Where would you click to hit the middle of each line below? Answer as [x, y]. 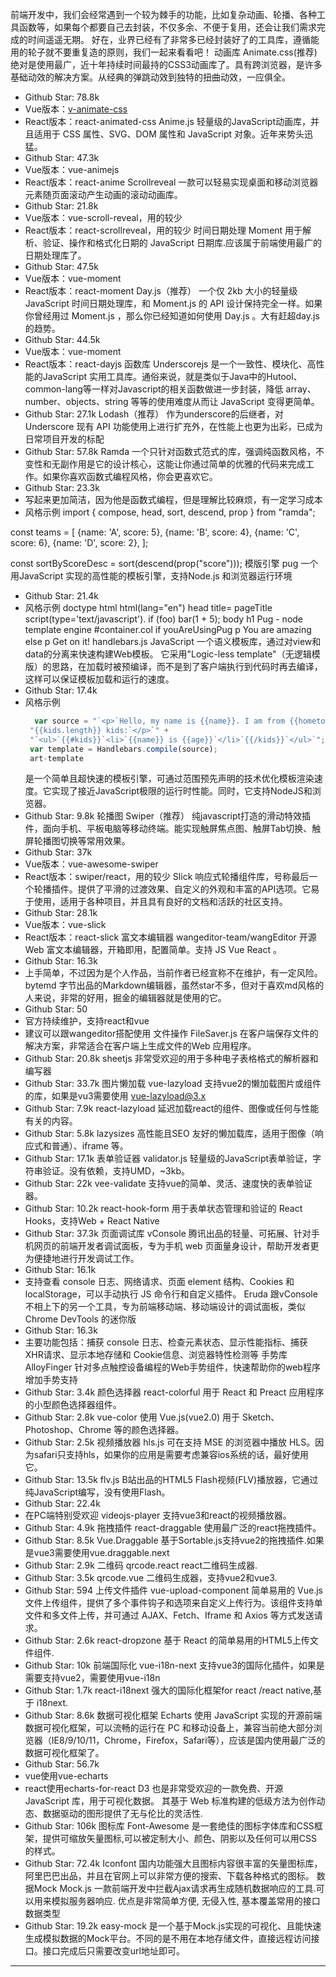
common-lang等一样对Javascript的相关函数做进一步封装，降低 [154, 389]
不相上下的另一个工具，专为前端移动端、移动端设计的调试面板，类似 [165, 1307]
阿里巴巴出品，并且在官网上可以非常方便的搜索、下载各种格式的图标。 [169, 1876]
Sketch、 [260, 1417]
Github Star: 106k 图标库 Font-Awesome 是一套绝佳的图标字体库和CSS [169, 1826]
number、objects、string [76, 401]
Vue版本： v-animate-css [76, 109]
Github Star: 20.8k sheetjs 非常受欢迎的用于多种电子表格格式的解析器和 [171, 1059]
